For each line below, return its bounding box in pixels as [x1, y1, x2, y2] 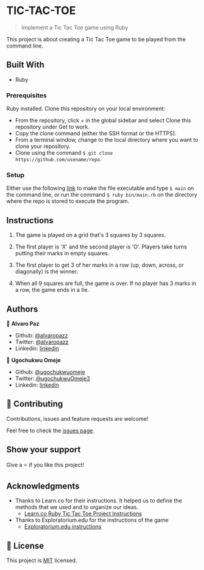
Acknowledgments [6, 480, 80, 491]
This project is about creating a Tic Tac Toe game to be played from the [6, 35, 186, 43]
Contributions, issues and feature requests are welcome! [6, 415, 149, 422]
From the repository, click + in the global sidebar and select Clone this [15, 117, 191, 124]
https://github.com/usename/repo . [15, 156, 102, 163]
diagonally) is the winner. [15, 268, 79, 275]
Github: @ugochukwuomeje [15, 368, 85, 375]
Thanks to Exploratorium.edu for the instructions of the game [15, 516, 169, 524]
